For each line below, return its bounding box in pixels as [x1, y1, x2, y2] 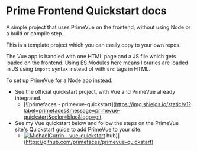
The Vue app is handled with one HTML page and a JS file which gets [6, 52, 176, 60]
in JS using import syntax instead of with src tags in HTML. [6, 65, 151, 72]
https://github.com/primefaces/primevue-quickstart [25, 138, 152, 145]
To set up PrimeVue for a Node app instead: [6, 77, 113, 84]
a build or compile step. [6, 29, 64, 37]
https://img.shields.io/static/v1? [115, 100, 191, 107]
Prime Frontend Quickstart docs [6, 4, 167, 18]
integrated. [14, 94, 41, 101]
